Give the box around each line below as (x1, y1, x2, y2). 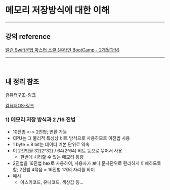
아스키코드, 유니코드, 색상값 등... (20, 179, 84, 185)
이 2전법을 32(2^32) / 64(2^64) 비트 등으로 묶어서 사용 (12, 147, 122, 154)
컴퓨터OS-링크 (5, 102, 34, 108)
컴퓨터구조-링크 (5, 92, 36, 98)
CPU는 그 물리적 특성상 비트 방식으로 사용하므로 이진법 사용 (12, 135, 131, 141)
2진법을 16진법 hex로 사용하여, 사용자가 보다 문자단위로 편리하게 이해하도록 (12, 160, 161, 166)
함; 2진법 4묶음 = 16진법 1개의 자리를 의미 (12, 166, 95, 172)
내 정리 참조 (5, 78, 39, 86)
